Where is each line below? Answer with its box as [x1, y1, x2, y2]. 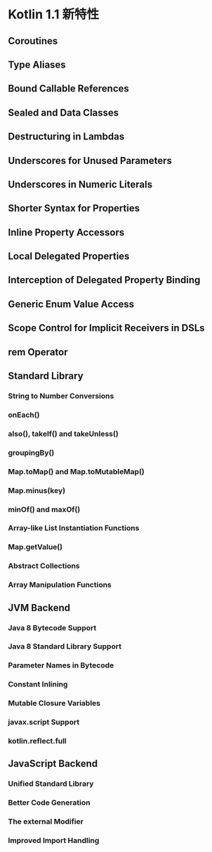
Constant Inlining [8, 679, 68, 689]
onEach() [8, 410, 40, 420]
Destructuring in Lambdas [8, 131, 125, 143]
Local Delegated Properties [8, 251, 130, 263]
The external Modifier [8, 817, 84, 827]
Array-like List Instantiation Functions [8, 523, 140, 533]
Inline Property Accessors [8, 226, 125, 238]
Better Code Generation [8, 798, 91, 808]
